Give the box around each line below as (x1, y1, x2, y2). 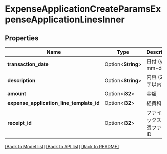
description (7, 77, 36, 84)
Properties (5, 34, 39, 42)
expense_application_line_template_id (7, 100, 100, 106)
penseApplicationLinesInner (5, 14, 125, 25)
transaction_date (7, 61, 49, 68)
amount (7, 90, 26, 97)
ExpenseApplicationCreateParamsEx (5, 3, 161, 15)
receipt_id (7, 120, 32, 126)
